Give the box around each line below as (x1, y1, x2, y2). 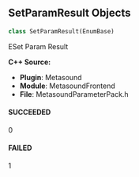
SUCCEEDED (8, 107, 51, 117)
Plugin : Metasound (19, 72, 82, 82)
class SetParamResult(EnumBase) (8, 27, 115, 35)
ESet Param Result (8, 41, 69, 51)
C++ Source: (8, 57, 51, 67)
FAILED (8, 143, 32, 153)
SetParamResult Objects (8, 6, 131, 20)
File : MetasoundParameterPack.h (19, 89, 129, 98)
